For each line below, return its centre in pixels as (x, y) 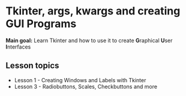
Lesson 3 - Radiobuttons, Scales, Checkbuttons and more (85, 86)
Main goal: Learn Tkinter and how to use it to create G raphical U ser (89, 40)
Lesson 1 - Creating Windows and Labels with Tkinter (80, 80)
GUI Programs (41, 24)
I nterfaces (18, 47)
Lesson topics (32, 66)
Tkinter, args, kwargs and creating (93, 11)
